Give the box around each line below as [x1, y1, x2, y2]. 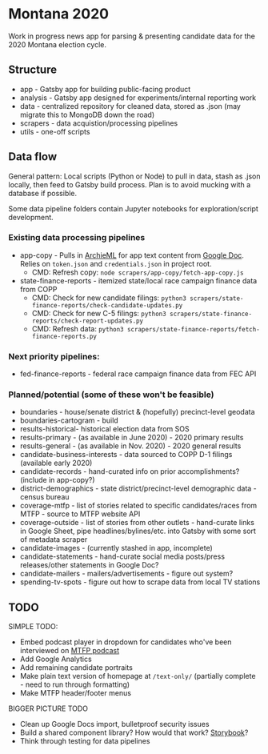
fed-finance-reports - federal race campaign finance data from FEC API [19, 369, 257, 379]
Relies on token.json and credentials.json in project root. [19, 259, 212, 268]
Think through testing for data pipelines [19, 736, 150, 746]
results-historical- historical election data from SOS [19, 424, 190, 434]
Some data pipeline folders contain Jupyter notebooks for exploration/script [8, 203, 258, 213]
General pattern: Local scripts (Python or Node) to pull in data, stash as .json [8, 171, 261, 181]
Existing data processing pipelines [8, 232, 146, 243]
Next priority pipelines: [8, 351, 100, 362]
